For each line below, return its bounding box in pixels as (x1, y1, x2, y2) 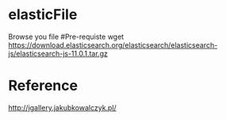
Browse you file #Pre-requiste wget (8, 32, 124, 41)
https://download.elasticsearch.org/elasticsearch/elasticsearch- (8, 40, 218, 49)
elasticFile (8, 6, 78, 24)
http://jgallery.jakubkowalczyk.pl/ (8, 103, 117, 112)
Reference (8, 77, 78, 95)
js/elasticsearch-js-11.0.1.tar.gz (8, 48, 109, 58)
